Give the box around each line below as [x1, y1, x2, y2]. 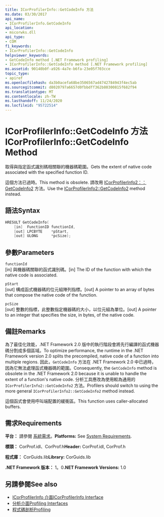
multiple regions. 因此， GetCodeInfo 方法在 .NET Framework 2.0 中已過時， [5, 359, 156, 365]
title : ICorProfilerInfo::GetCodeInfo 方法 [5, 7, 94, 12]
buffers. [5, 404, 21, 409]
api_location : [5, 26, 34, 30]
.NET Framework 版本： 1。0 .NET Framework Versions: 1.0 [5, 464, 126, 470]
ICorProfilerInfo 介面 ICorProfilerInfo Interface [12, 494, 104, 500]
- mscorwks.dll [5, 30, 36, 35]
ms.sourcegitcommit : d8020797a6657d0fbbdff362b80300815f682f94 [5, 84, 137, 90]
